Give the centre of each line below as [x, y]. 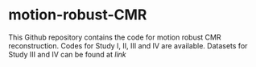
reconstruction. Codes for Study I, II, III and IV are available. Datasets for [128, 45]
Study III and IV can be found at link [67, 54]
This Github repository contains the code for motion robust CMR [115, 37]
